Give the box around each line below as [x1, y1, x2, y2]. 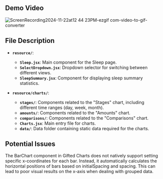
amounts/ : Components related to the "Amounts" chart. [19, 109, 131, 115]
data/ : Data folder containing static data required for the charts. [19, 125, 149, 131]
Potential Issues [5, 140, 56, 148]
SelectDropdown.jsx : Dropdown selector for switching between [19, 64, 148, 71]
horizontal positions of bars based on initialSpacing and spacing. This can [5, 163, 156, 169]
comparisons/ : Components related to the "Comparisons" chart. [19, 115, 149, 121]
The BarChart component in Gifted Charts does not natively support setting [5, 153, 158, 159]
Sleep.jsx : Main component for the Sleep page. [19, 59, 117, 65]
